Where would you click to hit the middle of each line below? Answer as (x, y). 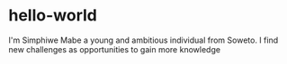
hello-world (53, 16)
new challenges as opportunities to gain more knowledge (115, 49)
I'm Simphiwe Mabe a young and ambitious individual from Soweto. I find (143, 40)
